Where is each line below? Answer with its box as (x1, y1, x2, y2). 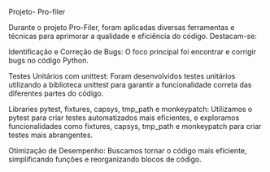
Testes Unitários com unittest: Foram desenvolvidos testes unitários (8, 71, 236, 80)
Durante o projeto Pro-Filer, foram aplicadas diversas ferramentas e (8, 23, 235, 32)
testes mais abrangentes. (8, 130, 94, 140)
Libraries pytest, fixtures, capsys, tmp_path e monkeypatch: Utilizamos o (8, 105, 253, 114)
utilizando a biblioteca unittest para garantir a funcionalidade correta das (8, 80, 252, 89)
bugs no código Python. (8, 56, 89, 65)
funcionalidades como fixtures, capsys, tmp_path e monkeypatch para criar (8, 122, 262, 131)
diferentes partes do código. (8, 88, 104, 98)
